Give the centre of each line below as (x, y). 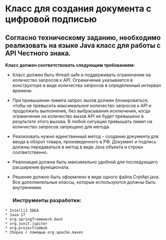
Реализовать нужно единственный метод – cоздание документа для (85, 136)
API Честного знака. (38, 53)
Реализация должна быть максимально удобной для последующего (85, 162)
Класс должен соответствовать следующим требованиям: (70, 65)
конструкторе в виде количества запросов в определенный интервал (87, 85)
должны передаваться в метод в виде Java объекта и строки (78, 147)
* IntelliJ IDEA (22, 211)
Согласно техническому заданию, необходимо (83, 38)
